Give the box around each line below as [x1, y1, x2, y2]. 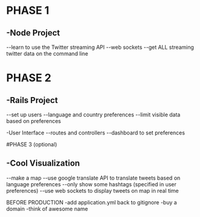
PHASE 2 [6, 71, 52, 85]
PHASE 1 [6, 4, 49, 17]
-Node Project [6, 28, 60, 38]
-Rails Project [6, 95, 58, 105]
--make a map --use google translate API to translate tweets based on [6, 174, 181, 181]
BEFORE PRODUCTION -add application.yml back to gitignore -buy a [6, 198, 177, 206]
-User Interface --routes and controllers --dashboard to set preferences [6, 129, 186, 136]
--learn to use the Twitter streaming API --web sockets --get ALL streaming [6, 43, 195, 51]
